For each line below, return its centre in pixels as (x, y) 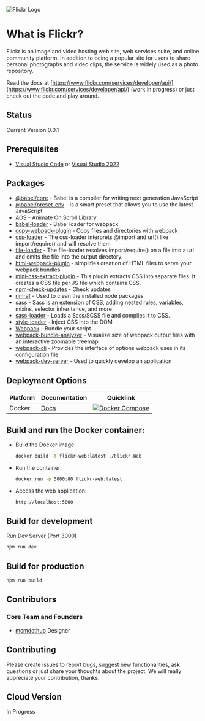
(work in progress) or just (162, 89)
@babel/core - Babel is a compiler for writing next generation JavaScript (107, 198)
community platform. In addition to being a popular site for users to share (99, 58)
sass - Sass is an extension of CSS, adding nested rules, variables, (99, 302)
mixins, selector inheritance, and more (63, 309)
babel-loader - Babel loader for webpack (67, 224)
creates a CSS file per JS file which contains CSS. (78, 283)
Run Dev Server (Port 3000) (42, 536)
